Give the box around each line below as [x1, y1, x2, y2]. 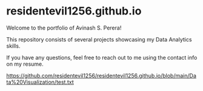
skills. [6, 42, 21, 49]
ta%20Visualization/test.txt [6, 78, 74, 86]
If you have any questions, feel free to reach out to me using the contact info [6, 54, 198, 61]
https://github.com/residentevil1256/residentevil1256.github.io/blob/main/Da [6, 72, 197, 79]
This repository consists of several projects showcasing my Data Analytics [6, 36, 192, 43]
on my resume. [6, 60, 44, 67]
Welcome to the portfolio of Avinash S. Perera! [6, 24, 122, 31]
